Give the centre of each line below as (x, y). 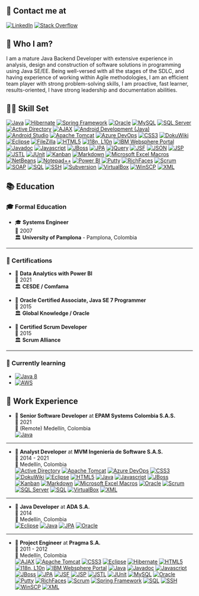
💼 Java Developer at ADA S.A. (52, 506)
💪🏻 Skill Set (28, 108)
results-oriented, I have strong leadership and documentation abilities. (92, 90)
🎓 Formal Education (36, 207)
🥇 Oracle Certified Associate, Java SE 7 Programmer (80, 300)
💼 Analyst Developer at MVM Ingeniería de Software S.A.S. (89, 452)
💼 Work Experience (42, 401)
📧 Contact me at (36, 11)
